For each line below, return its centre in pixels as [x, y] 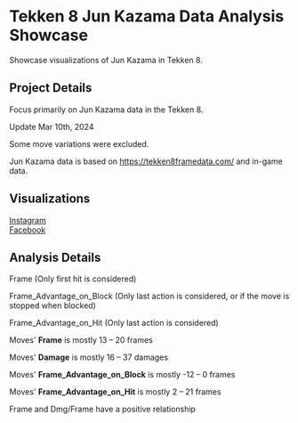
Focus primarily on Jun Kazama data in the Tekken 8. [106, 110]
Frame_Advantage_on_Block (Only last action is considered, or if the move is [149, 297]
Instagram [28, 220]
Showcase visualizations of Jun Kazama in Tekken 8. [106, 60]
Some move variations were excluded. [79, 143]
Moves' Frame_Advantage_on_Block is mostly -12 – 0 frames [122, 375]
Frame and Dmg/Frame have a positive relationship [102, 409]
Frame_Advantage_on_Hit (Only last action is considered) [114, 323]
